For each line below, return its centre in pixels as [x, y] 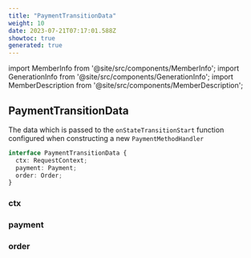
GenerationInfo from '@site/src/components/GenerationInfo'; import [121, 77]
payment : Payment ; [47, 168]
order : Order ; [39, 175]
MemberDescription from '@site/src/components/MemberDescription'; [125, 86]
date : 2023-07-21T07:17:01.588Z [62, 30]
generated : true [35, 46]
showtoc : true [32, 38]
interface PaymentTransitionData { [68, 153]
